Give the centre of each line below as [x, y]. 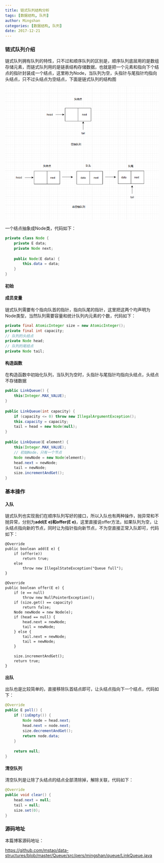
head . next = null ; [32, 800]
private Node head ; [25, 341]
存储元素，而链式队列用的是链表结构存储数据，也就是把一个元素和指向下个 [80, 67]
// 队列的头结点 [19, 336]
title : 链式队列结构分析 [27, 10]
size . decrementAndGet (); [48, 731]
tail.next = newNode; [45, 637]
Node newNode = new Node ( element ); [50, 458]
